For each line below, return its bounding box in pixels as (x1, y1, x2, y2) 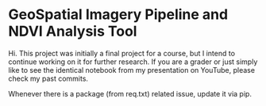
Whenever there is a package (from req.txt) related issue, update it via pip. (8, 89, 253, 98)
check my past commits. (8, 74, 89, 83)
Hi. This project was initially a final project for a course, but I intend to (8, 48, 236, 58)
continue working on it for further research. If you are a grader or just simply (8, 57, 258, 66)
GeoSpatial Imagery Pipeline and (8, 6, 229, 24)
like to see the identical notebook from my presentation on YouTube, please (8, 65, 256, 74)
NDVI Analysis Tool (8, 22, 137, 40)
